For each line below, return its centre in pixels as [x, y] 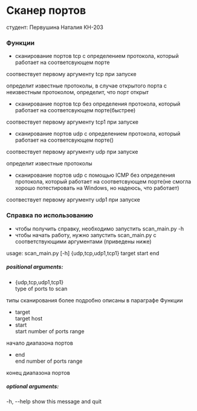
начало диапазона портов [40, 343]
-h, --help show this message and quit [54, 401]
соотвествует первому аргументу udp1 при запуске [73, 200]
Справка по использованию [50, 215]
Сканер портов [46, 11]
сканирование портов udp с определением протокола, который [98, 134]
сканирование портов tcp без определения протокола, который [98, 104]
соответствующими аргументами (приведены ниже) [83, 241]
